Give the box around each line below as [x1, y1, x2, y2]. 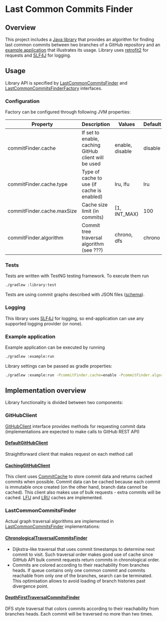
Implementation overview [5, 387, 86, 395]
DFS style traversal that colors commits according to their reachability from [5, 606, 159, 612]
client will [82, 154, 104, 161]
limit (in [82, 207, 99, 214]
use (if [82, 181, 97, 188]
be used [82, 160, 101, 167]
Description [82, 121, 110, 128]
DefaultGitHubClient [5, 440, 48, 446]
